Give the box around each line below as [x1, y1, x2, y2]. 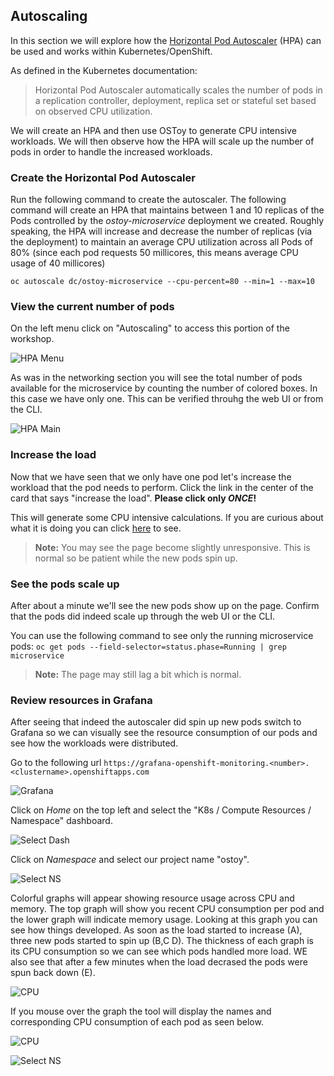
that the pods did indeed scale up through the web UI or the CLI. [10, 610, 276, 622]
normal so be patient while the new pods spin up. [34, 552, 238, 564]
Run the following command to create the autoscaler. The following [10, 194, 287, 206]
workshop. [10, 333, 55, 345]
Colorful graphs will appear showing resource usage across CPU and [10, 892, 295, 904]
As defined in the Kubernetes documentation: [10, 64, 198, 76]
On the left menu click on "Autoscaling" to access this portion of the [10, 322, 290, 334]
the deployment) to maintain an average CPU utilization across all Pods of [10, 236, 313, 248]
